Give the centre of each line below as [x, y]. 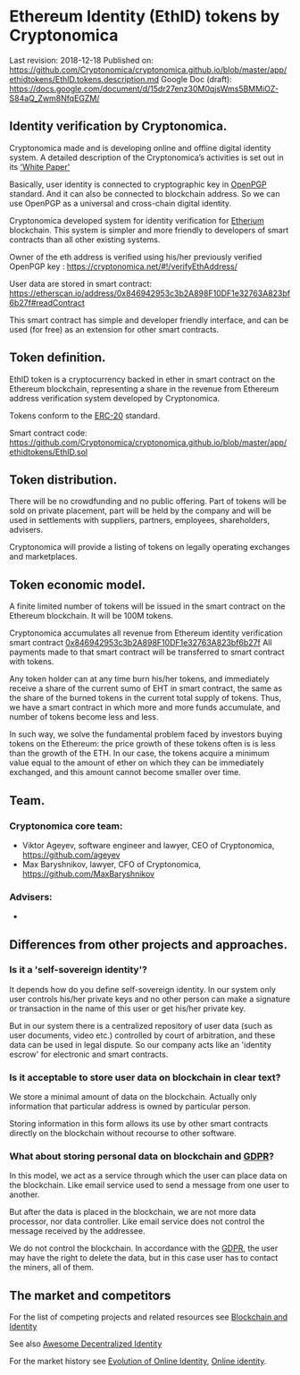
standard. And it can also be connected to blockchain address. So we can [145, 193]
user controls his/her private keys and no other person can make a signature [150, 999]
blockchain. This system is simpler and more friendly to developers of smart [149, 230]
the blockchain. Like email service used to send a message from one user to [150, 1185]
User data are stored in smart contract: [81, 283]
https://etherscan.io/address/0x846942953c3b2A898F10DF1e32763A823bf [150, 293]
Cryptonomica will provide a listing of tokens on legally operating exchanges [150, 547]
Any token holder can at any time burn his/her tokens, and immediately [139, 679]
